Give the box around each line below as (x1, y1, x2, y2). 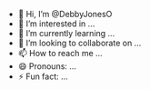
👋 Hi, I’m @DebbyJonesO (17, 9, 113, 19)
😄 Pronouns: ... (17, 61, 77, 72)
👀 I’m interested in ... (17, 18, 95, 29)
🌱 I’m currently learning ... (17, 28, 115, 38)
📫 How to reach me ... (17, 48, 103, 58)
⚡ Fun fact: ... (17, 71, 68, 82)
